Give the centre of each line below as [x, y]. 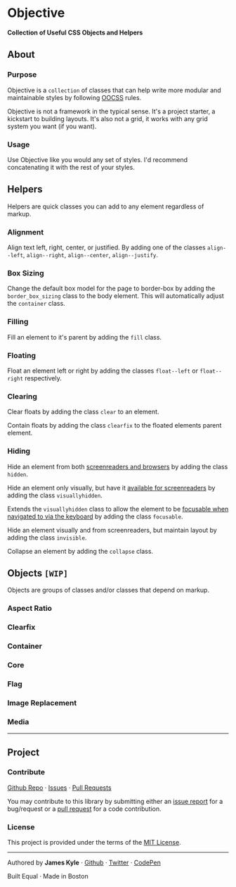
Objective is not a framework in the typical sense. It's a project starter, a [111, 111]
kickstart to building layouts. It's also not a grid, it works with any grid [108, 118]
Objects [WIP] [38, 573]
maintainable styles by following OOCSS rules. [74, 97]
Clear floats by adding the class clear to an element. [83, 412]
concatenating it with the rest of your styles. [71, 167]
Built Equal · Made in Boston [48, 876]
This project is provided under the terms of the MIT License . [94, 843]
